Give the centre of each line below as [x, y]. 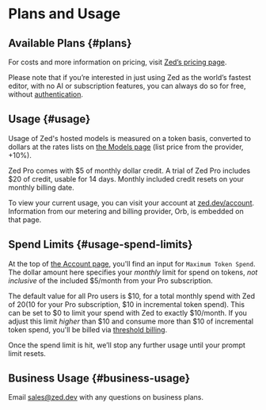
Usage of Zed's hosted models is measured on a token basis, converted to [130, 138]
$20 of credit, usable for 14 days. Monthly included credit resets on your [126, 178]
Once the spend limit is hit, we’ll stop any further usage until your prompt [127, 345]
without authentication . [46, 94]
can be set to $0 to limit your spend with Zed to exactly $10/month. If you [128, 312]
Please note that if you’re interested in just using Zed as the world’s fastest [130, 77]
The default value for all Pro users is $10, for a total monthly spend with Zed [132, 296]
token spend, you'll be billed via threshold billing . [88, 329]
